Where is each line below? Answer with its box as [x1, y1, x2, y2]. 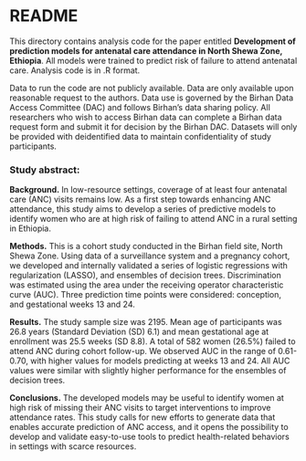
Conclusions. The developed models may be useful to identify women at [9, 393, 285, 403]
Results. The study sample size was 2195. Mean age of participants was [9, 317, 282, 328]
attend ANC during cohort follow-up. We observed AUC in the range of [9, 346, 277, 357]
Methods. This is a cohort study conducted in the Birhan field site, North [9, 241, 283, 252]
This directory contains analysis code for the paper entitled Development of [9, 36, 297, 47]
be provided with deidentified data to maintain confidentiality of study [9, 131, 272, 141]
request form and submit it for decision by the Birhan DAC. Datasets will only [9, 120, 298, 132]
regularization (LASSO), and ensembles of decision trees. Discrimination [9, 270, 281, 281]
